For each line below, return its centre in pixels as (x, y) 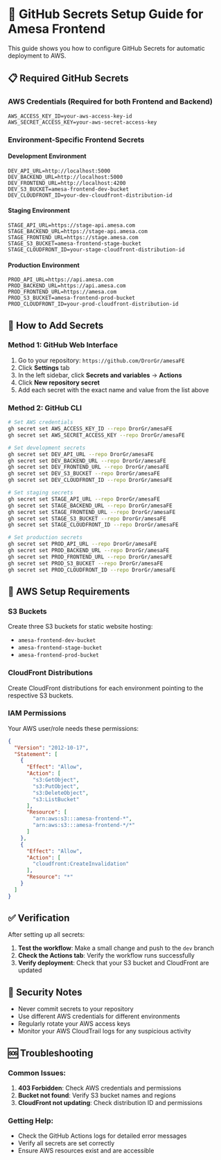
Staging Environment (39, 211)
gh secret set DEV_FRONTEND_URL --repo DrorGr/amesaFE (89, 467)
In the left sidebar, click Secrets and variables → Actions (100, 375)
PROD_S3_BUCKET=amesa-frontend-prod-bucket (72, 298)
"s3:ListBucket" (56, 799)
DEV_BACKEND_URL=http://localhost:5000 (65, 177)
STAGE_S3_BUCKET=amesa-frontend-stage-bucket (74, 243)
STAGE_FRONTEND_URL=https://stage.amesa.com (73, 237)
